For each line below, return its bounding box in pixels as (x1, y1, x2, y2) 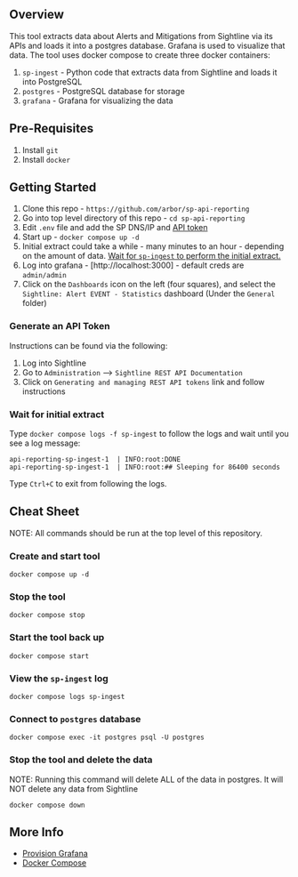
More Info (9, 825, 64, 840)
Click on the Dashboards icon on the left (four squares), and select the (21, 279, 276, 290)
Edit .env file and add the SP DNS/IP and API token (21, 222, 208, 233)
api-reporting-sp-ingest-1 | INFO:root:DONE (9, 455, 181, 464)
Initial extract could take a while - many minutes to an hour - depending (21, 241, 285, 252)
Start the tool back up (9, 632, 105, 644)
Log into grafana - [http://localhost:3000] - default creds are (21, 260, 245, 270)
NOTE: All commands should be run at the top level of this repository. (9, 527, 262, 538)
